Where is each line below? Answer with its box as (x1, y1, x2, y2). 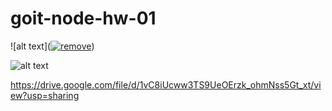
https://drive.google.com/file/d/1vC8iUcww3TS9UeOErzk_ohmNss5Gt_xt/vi (10, 78, 322, 91)
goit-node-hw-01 (10, 7, 157, 30)
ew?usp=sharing (10, 89, 80, 101)
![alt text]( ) (10, 40, 95, 52)
